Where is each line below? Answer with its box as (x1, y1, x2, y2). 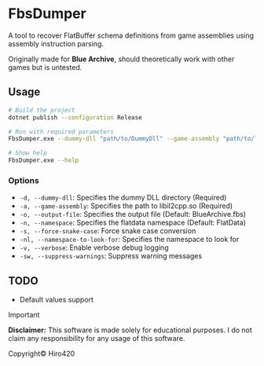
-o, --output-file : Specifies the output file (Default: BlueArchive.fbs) (19, 210, 246, 219)
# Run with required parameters (8, 127, 114, 136)
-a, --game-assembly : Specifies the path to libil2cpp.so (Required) (19, 201, 233, 210)
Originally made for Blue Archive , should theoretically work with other (8, 54, 235, 64)
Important (8, 310, 40, 320)
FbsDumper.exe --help (8, 156, 79, 165)
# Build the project (8, 106, 76, 114)
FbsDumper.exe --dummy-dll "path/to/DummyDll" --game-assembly (8, 135, 220, 143)
